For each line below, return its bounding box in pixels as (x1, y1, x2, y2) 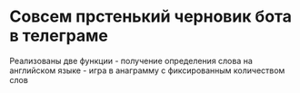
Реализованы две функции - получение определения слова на (9, 55, 253, 66)
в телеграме (9, 25, 109, 46)
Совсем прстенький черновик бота (9, 6, 293, 27)
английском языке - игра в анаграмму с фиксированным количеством (9, 65, 285, 76)
